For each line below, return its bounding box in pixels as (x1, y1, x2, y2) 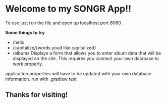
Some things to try (5, 29, 45, 35)
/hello (12, 39, 25, 45)
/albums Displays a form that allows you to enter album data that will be (12, 50, 161, 56)
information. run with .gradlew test (5, 76, 77, 82)
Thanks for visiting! (5, 90, 68, 99)
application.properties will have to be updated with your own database (5, 70, 152, 76)
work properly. (12, 61, 43, 67)
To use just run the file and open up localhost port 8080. (5, 20, 123, 26)
